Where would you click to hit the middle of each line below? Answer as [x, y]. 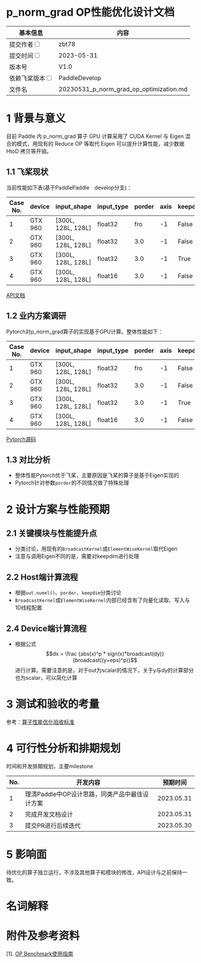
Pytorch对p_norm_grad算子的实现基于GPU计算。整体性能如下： [85, 331]
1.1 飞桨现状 [28, 172]
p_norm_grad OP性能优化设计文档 [90, 12]
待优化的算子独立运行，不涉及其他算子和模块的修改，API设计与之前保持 [94, 872]
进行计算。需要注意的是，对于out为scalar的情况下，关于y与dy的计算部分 [104, 670]
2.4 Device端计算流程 [46, 628]
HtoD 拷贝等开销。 [29, 151]
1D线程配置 [28, 608]
